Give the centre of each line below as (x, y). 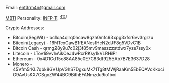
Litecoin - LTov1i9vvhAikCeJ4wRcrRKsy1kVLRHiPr (65, 53)
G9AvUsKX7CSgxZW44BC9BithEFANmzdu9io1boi (64, 74)
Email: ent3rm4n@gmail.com (35, 7)
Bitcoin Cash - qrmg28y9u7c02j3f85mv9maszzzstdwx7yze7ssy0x (82, 48)
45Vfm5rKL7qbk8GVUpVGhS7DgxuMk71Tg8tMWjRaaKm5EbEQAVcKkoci (88, 69)
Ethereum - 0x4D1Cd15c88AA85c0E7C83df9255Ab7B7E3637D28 (81, 59)
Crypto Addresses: (25, 28)
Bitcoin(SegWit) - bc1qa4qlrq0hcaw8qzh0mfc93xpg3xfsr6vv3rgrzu (83, 37)
